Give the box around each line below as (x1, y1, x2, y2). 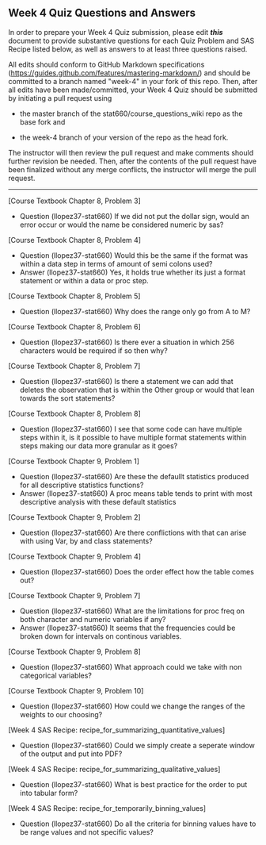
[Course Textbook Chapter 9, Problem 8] (8, 647, 141, 656)
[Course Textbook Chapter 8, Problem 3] (8, 196, 141, 205)
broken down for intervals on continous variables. (19, 631, 182, 641)
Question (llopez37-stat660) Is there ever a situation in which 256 (19, 337, 235, 347)
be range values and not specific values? (19, 827, 154, 836)
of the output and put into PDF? (19, 749, 123, 759)
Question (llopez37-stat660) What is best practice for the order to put (19, 779, 248, 789)
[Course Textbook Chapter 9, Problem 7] (8, 590, 141, 600)
